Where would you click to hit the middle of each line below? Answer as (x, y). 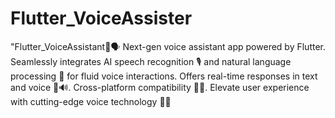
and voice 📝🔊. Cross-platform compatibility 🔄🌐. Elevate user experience (160, 87)
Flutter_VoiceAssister (101, 18)
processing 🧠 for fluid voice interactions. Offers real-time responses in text (164, 76)
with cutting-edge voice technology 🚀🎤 (91, 101)
